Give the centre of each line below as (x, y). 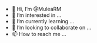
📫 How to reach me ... (39, 34)
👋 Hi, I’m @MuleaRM (36, 9)
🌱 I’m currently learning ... (43, 21)
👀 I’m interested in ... (36, 15)
